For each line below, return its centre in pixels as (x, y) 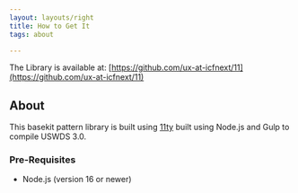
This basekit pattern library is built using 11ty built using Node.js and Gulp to (149, 127)
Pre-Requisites (43, 160)
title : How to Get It (50, 26)
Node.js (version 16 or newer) (77, 180)
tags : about (31, 34)
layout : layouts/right (52, 18)
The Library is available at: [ (61, 67)
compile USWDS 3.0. (48, 136)
